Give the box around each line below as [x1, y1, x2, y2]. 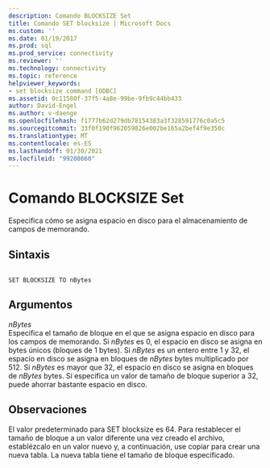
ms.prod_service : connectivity [8, 49, 114, 57]
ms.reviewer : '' [8, 57, 63, 65]
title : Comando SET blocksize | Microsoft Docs [8, 19, 172, 27]
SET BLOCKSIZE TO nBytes [8, 276, 92, 284]
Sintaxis [8, 248, 51, 261]
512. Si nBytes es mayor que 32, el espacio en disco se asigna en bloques [8, 362, 254, 372]
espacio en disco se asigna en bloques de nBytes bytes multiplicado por [8, 353, 249, 363]
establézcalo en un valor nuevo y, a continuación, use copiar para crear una [8, 441, 260, 451]
